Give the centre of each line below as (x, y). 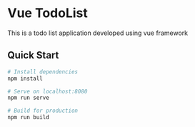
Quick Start (33, 55)
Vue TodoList (47, 13)
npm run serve (29, 98)
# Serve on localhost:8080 (47, 91)
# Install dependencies (43, 72)
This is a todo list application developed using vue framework (97, 33)
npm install (25, 78)
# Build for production (43, 111)
